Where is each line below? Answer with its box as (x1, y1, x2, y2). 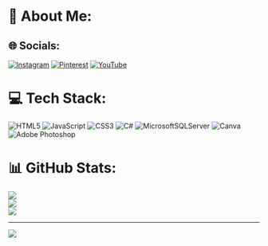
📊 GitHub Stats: (8, 159, 117, 178)
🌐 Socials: (8, 39, 61, 53)
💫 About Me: (8, 7, 93, 25)
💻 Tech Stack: (8, 89, 107, 107)
